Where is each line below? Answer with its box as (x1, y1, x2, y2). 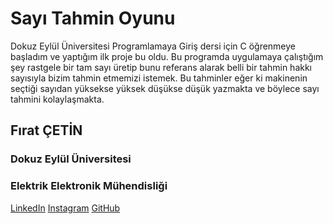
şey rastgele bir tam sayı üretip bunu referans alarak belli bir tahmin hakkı (10, 61, 313, 73)
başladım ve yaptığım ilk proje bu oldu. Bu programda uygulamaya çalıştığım (10, 50, 324, 62)
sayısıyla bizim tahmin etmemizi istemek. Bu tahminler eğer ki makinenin (10, 72, 308, 84)
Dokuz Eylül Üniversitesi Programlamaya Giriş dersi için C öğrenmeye (10, 40, 297, 52)
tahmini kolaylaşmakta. (10, 93, 105, 105)
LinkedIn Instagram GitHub (10, 202, 121, 214)
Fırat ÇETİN (10, 122, 83, 139)
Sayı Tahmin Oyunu (10, 7, 176, 30)
